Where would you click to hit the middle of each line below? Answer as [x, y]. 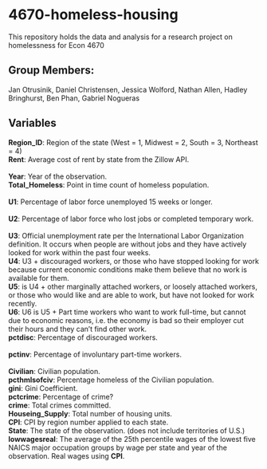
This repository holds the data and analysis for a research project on [120, 37]
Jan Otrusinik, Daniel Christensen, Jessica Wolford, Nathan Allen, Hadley [128, 89]
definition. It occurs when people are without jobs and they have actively [128, 244]
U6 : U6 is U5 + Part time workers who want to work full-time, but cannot [127, 312]
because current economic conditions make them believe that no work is [128, 270]
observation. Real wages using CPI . [67, 455]
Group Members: [51, 71]
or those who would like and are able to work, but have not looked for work [132, 295]
